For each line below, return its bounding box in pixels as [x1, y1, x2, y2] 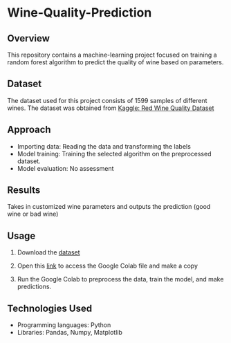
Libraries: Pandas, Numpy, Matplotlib [17, 328, 122, 337]
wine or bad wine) [7, 210, 59, 219]
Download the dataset [17, 248, 81, 257]
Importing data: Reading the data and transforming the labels [17, 142, 192, 150]
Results [7, 185, 41, 196]
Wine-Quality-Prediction [7, 5, 152, 21]
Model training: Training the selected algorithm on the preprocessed [17, 149, 212, 158]
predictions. [17, 282, 52, 291]
